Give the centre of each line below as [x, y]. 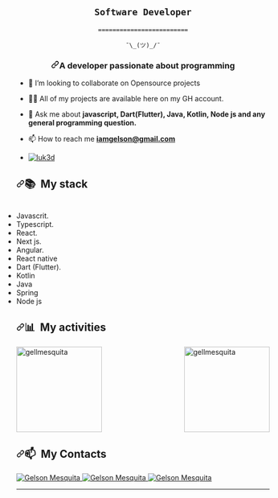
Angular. [30, 249]
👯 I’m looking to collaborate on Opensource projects [114, 83]
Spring [27, 292]
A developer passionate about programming [147, 65]
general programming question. [82, 123]
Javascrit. [33, 216]
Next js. [29, 241]
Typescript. [35, 224]
